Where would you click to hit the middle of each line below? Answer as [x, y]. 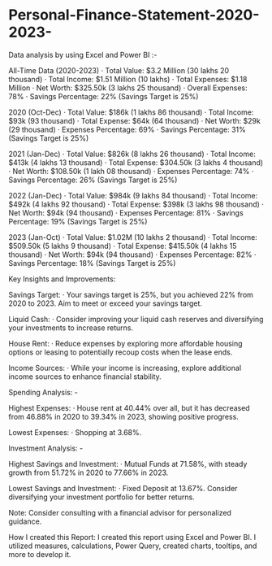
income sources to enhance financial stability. [85, 377]
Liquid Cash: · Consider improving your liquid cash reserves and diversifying [136, 319]
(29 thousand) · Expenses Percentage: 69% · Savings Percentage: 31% [127, 129]
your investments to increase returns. [71, 328]
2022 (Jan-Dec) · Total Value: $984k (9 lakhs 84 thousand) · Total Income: [133, 195]
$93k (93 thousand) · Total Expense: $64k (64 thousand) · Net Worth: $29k [135, 120]
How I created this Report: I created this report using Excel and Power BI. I [132, 537]
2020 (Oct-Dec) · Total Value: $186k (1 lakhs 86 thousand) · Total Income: [131, 112]
